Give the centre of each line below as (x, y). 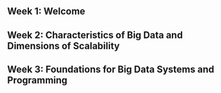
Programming (37, 80)
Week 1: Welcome (46, 11)
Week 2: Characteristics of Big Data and (95, 35)
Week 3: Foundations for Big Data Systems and (111, 70)
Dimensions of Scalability (63, 45)
